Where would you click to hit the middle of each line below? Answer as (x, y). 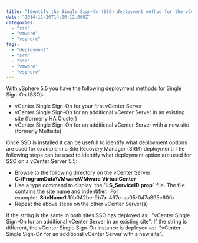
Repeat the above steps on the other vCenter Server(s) (81, 204)
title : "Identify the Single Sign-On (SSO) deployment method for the (95, 11)
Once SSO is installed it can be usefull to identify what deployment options (97, 142)
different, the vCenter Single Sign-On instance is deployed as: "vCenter (93, 228)
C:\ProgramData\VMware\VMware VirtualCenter (75, 179)
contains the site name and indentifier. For (67, 191)
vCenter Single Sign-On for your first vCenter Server (78, 106)
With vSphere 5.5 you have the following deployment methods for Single (94, 88)
